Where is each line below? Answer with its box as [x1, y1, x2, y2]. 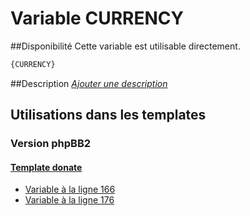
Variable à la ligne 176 [24, 194, 115, 206]
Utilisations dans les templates [10, 107, 207, 124]
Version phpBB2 [10, 137, 92, 151]
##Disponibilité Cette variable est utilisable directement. [10, 40, 241, 52]
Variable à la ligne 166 [24, 183, 116, 196]
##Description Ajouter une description [10, 77, 168, 89]
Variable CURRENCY [10, 7, 184, 30]
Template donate [10, 161, 83, 173]
